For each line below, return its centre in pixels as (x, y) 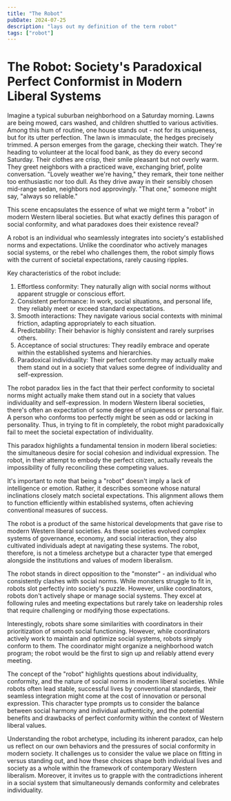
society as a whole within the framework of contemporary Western (102, 769)
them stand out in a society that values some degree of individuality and (120, 368)
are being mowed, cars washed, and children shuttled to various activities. (113, 123)
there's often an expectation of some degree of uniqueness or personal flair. (115, 410)
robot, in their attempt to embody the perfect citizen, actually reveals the (110, 460)
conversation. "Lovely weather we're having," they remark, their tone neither (115, 174)
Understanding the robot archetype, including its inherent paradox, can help (115, 739)
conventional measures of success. (58, 510)
